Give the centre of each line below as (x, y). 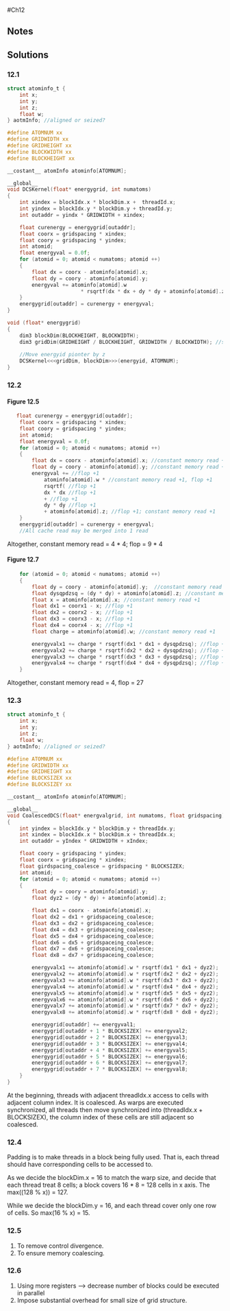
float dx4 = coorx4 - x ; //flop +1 (82, 625)
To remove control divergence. (60, 1246)
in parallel (31, 1292)
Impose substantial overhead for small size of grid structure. (102, 1300)
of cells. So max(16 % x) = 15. (49, 1213)
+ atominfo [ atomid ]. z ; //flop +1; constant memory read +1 (129, 512)
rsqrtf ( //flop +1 (70, 486)
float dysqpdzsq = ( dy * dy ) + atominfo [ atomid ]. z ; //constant (124, 593)
